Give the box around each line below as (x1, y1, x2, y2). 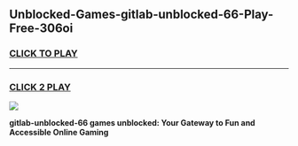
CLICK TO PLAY (9, 48, 78, 60)
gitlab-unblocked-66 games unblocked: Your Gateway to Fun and (9, 117, 255, 127)
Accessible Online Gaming (9, 127, 109, 137)
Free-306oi (9, 21, 74, 36)
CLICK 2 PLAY (9, 81, 71, 93)
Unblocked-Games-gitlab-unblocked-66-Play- (9, 7, 274, 22)
